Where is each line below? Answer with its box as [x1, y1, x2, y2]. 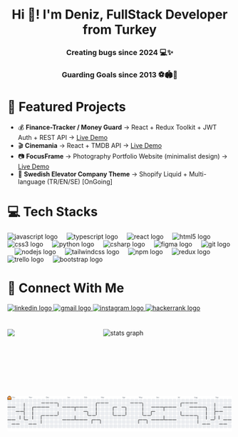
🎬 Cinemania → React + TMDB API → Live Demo [17, 141, 162, 149]
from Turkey [83, 21, 157, 38]
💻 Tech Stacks [7, 204, 98, 220]
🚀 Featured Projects [7, 99, 126, 115]
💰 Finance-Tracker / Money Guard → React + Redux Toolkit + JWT [17, 123, 217, 131]
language [17, 177, 46, 186]
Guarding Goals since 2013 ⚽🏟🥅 [61, 70, 178, 80]
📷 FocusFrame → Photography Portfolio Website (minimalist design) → [17, 151, 228, 160]
